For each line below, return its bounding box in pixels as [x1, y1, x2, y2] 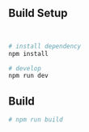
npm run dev [8, 72, 49, 80]
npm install [8, 49, 49, 57]
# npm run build [8, 116, 63, 124]
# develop [8, 64, 42, 72]
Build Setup [8, 6, 68, 20]
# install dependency [8, 42, 82, 50]
